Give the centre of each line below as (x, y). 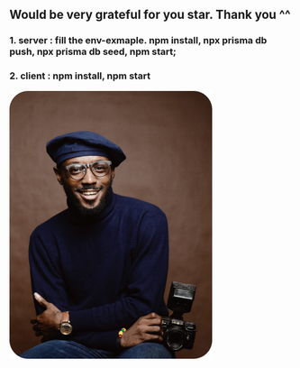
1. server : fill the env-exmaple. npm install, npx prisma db (138, 41)
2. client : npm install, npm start (80, 76)
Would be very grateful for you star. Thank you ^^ (150, 15)
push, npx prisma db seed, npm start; (93, 51)
